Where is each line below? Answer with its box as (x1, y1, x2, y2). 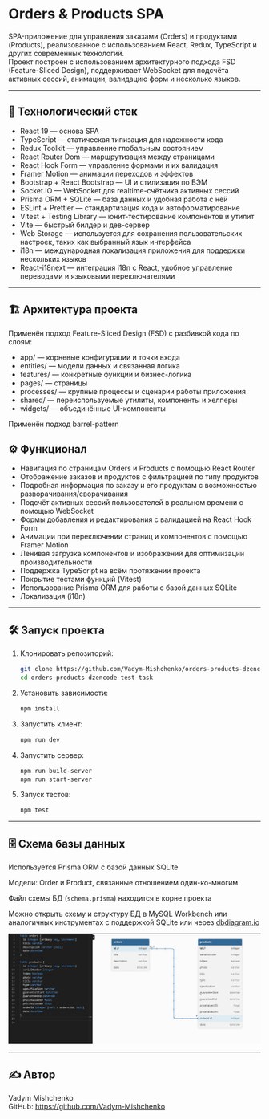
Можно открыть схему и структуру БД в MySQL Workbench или (8, 909, 227, 919)
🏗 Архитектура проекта (8, 303, 139, 317)
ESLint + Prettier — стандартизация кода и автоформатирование (19, 202, 240, 213)
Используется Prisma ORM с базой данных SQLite (8, 862, 179, 872)
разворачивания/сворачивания (19, 489, 128, 498)
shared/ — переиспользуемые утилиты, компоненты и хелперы (19, 395, 238, 405)
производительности (19, 557, 93, 567)
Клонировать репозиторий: (19, 649, 114, 658)
